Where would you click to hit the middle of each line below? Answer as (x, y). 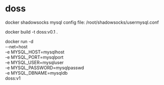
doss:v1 (13, 78)
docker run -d (19, 41)
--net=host (16, 46)
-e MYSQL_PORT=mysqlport (34, 57)
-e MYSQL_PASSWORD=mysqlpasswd (45, 68)
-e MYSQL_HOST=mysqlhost (35, 52)
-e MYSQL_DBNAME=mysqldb (36, 73)
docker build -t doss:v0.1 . (31, 32)
